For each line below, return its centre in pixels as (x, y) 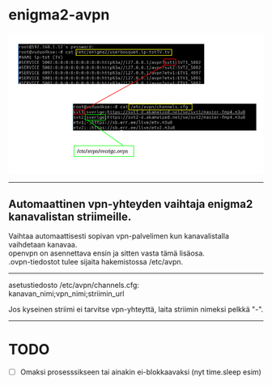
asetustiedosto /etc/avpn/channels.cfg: (74, 286)
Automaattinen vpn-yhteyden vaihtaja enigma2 (131, 204)
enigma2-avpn (59, 15)
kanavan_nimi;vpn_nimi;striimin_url (66, 294)
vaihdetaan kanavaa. (43, 245)
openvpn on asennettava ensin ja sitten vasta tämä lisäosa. (106, 253)
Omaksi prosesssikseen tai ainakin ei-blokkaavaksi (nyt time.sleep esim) (140, 372)
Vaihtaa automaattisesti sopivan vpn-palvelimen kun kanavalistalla (119, 236)
